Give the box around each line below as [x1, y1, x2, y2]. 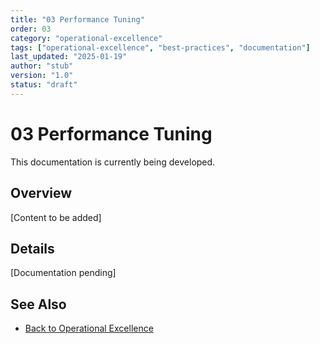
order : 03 [10, 24, 52, 34]
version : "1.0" [10, 71, 74, 81]
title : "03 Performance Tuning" [10, 14, 145, 25]
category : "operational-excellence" [10, 33, 163, 43]
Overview [10, 185, 73, 202]
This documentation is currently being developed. [10, 156, 216, 168]
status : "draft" [10, 80, 78, 90]
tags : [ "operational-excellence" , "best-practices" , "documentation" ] [10, 42, 311, 53]
